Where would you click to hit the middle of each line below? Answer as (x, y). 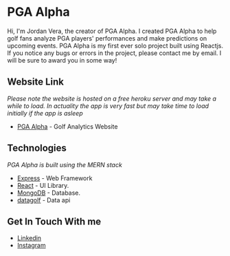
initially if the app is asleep (45, 113)
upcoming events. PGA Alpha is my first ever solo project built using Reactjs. (115, 45)
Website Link (35, 82)
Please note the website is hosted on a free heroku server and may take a (112, 98)
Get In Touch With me (54, 221)
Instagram (31, 246)
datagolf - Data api (44, 200)
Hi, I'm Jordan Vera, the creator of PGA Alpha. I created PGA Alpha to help (112, 31)
